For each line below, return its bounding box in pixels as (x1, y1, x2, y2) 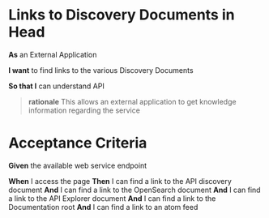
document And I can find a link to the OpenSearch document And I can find (8, 185, 261, 194)
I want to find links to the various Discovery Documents (8, 65, 194, 75)
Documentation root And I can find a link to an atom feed (8, 202, 199, 212)
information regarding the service (28, 105, 140, 115)
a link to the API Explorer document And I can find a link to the (8, 193, 216, 203)
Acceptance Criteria (8, 134, 147, 152)
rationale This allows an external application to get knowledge (28, 96, 237, 106)
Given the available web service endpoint (8, 160, 147, 170)
